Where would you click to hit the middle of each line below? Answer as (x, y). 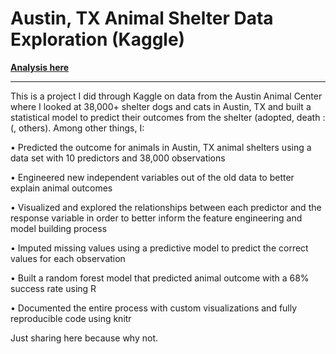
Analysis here (40, 67)
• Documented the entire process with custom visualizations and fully (154, 308)
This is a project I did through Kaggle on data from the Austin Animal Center (166, 96)
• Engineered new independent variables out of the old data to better (152, 177)
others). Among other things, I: (81, 128)
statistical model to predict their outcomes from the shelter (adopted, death (165, 117)
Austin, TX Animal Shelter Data (142, 18)
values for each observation (68, 258)
